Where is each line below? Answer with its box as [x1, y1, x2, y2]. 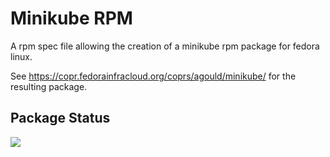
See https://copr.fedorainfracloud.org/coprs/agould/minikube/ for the [10, 70, 297, 82]
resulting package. [10, 80, 88, 92]
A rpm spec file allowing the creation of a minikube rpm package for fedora [10, 40, 320, 52]
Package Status [10, 110, 111, 127]
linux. [10, 50, 33, 62]
